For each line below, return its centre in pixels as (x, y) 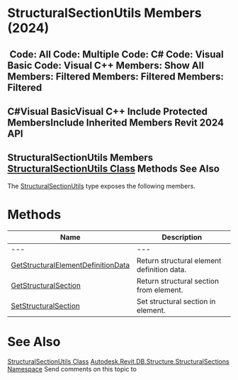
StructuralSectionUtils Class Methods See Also (113, 169)
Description (182, 237)
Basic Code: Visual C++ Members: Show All (106, 65)
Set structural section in (176, 301)
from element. (160, 290)
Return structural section (178, 281)
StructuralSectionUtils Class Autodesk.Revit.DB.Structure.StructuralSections (118, 361)
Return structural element (179, 260)
